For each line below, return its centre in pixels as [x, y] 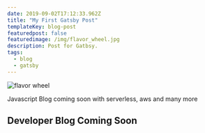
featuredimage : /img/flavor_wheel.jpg [63, 40]
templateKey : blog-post [42, 26]
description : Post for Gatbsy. [53, 46]
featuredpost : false [37, 33]
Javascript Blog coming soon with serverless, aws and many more [102, 99]
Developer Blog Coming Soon [72, 121]
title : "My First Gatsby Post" [53, 20]
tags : [15, 53]
